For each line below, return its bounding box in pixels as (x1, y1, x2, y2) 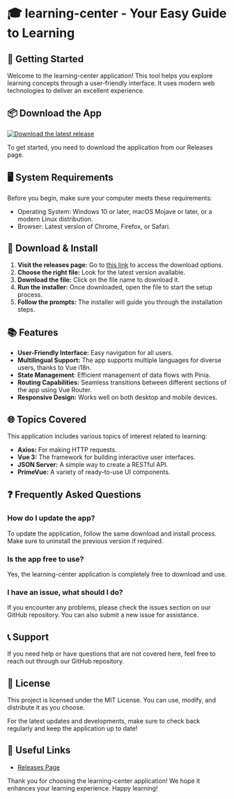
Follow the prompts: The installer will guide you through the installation (17, 298, 223, 306)
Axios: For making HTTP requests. (17, 445, 117, 454)
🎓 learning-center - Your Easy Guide (7, 6, 227, 22)
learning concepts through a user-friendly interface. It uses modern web (7, 79, 215, 87)
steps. (17, 305, 36, 314)
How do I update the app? (7, 513, 95, 523)
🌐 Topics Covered (7, 413, 87, 425)
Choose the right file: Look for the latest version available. (17, 268, 186, 277)
